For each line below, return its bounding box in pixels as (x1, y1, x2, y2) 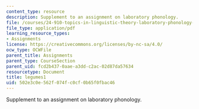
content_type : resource (6, 8, 65, 15)
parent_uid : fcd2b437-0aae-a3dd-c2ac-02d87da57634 (6, 63, 134, 70)
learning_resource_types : (6, 31, 70, 37)
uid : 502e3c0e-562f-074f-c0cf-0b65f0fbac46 (6, 80, 115, 86)
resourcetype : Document (6, 69, 65, 75)
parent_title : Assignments (6, 52, 73, 58)
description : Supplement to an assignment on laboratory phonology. (6, 14, 179, 20)
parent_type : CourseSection (6, 58, 76, 64)
